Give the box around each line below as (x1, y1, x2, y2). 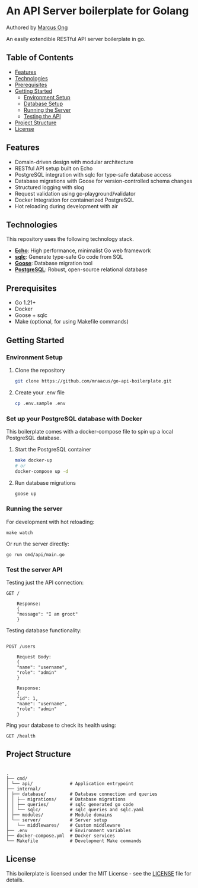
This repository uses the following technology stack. (6, 236, 135, 243)
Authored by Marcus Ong (6, 24, 68, 31)
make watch (6, 529, 33, 536)
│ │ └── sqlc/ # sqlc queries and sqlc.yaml (6, 807, 145, 812)
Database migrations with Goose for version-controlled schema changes (14, 177, 193, 184)
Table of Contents (6, 52, 74, 63)
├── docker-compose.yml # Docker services (6, 833, 116, 839)
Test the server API (6, 565, 63, 573)
